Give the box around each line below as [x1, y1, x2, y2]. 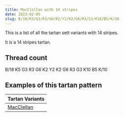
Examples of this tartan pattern [5, 81, 102, 89]
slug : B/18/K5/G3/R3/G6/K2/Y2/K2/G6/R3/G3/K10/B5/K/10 [5, 16, 120, 21]
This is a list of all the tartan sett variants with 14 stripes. [5, 30, 119, 36]
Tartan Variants [7, 95, 45, 102]
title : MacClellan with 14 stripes [5, 7, 78, 12]
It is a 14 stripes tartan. [5, 39, 51, 45]
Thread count [5, 54, 48, 62]
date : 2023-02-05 [5, 12, 41, 17]
